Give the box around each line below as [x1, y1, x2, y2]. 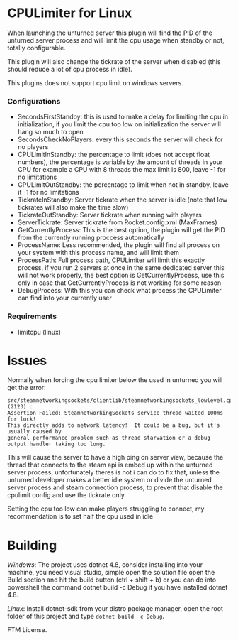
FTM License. [7, 626, 47, 634]
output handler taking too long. [7, 440, 106, 448]
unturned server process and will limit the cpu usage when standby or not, [7, 36, 225, 44]
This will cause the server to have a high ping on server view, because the [7, 453, 224, 462]
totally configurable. [7, 43, 66, 52]
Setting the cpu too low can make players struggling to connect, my [7, 504, 205, 513]
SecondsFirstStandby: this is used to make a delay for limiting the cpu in [17, 112, 229, 121]
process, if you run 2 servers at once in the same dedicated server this [17, 264, 225, 272]
